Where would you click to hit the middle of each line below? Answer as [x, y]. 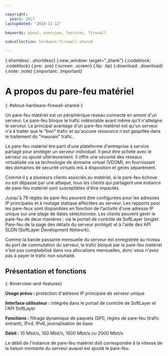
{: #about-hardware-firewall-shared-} [44, 106]
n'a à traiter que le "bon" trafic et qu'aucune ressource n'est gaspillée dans [83, 131]
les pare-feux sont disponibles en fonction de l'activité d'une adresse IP [79, 209]
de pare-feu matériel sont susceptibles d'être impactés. [63, 188]
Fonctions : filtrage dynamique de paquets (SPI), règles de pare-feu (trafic [82, 318]
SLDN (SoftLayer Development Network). [48, 230]
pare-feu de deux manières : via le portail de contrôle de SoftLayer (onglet [82, 219]
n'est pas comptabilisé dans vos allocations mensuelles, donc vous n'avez [82, 250]
